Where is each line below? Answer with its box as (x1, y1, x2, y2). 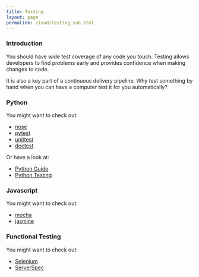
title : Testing (6, 8, 44, 15)
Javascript (6, 186, 38, 194)
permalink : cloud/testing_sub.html (6, 20, 94, 26)
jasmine (14, 218, 34, 225)
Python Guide (14, 165, 49, 172)
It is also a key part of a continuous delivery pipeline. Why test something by (6, 77, 193, 84)
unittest (14, 136, 34, 143)
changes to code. (6, 65, 49, 73)
